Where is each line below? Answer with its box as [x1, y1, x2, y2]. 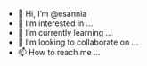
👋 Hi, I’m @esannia [17, 9, 87, 19]
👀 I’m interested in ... [17, 18, 94, 29]
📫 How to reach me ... [17, 47, 101, 57]
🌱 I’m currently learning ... [17, 28, 113, 37]
